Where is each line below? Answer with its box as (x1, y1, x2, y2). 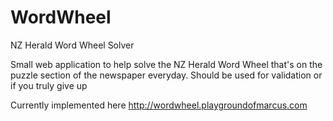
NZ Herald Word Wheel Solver (10, 39, 135, 51)
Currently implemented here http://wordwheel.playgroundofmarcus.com (10, 99, 308, 111)
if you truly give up (10, 79, 88, 91)
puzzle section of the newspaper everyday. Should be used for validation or (10, 69, 323, 81)
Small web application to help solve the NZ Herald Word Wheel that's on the (10, 58, 323, 70)
